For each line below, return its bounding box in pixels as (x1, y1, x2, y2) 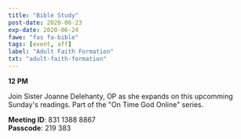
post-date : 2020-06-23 (8, 19, 82, 27)
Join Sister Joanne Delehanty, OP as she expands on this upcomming (8, 91, 233, 101)
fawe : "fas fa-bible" (8, 33, 79, 41)
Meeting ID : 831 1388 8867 (8, 115, 97, 124)
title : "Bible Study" (8, 11, 79, 20)
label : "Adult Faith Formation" (8, 48, 114, 55)
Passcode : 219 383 (8, 123, 71, 133)
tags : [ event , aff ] (8, 41, 72, 48)
